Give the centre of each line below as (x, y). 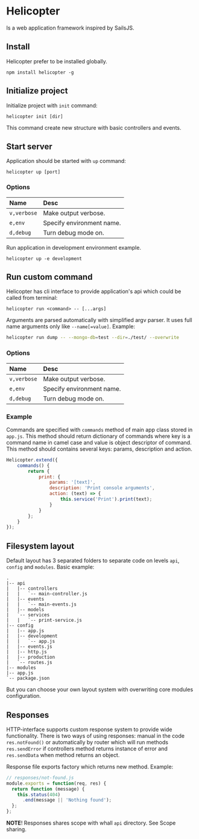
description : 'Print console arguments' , (102, 488)
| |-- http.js (27, 652)
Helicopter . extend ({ (32, 460)
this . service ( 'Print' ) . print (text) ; (106, 499)
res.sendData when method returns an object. (63, 755)
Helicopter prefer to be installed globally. (57, 61)
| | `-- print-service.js (44, 620)
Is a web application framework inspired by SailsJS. (70, 28)
